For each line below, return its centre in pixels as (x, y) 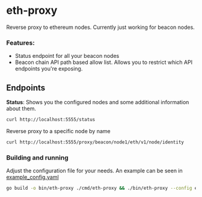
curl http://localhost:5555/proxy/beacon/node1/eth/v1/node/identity (95, 142)
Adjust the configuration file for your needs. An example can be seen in (95, 171)
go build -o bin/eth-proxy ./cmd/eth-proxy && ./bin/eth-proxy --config (99, 188)
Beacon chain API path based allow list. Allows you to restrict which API (104, 62)
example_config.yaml (32, 177)
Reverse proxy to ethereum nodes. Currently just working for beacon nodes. (101, 27)
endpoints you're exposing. (49, 69)
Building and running (38, 157)
